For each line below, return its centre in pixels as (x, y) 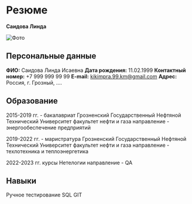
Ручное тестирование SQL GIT (44, 195)
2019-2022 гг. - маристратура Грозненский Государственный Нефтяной (96, 139)
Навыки (21, 181)
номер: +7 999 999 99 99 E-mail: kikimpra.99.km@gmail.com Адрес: (92, 76)
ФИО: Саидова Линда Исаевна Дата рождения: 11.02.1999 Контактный (96, 70)
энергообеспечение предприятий (48, 127)
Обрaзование (32, 101)
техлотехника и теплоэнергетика (47, 151)
